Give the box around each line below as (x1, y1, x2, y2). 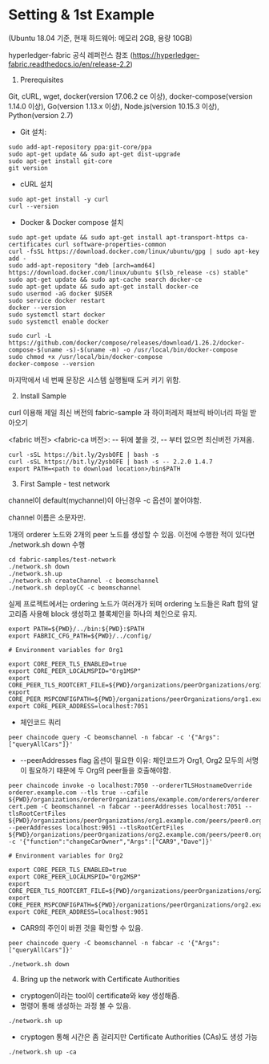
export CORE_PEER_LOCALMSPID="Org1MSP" (8, 667, 142, 675)
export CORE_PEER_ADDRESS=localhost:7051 (8, 702, 149, 710)
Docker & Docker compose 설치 (19, 217, 124, 226)
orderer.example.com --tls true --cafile (8, 789, 149, 797)
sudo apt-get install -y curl (8, 195, 110, 203)
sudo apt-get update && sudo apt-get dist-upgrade (8, 150, 181, 158)
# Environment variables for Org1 (8, 646, 124, 654)
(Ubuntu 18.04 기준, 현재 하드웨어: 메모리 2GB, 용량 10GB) (8, 33, 193, 43)
